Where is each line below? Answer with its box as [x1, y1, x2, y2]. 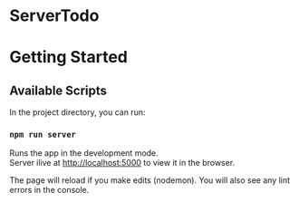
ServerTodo [9, 5, 100, 26]
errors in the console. [9, 185, 90, 196]
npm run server [9, 130, 77, 140]
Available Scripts [9, 82, 107, 98]
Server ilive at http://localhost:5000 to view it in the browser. [9, 158, 236, 168]
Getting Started [9, 47, 129, 68]
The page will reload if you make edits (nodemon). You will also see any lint [9, 175, 291, 186]
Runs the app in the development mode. [9, 148, 159, 159]
